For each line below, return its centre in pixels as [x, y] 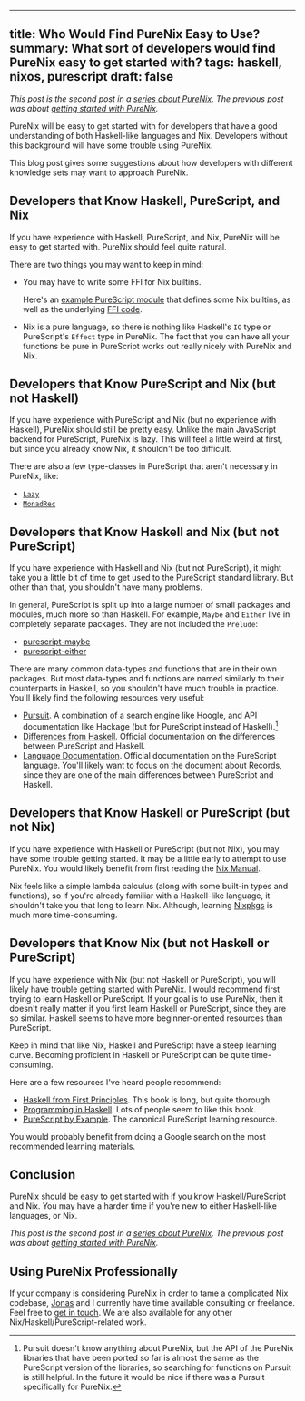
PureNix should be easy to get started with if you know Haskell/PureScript [148, 1196]
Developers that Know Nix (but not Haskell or [139, 943]
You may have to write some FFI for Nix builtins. [112, 281]
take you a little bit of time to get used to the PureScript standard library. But [152, 578]
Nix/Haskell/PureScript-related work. [78, 1322]
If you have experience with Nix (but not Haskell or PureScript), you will [143, 979]
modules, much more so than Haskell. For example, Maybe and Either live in [150, 614]
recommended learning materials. [73, 1146]
